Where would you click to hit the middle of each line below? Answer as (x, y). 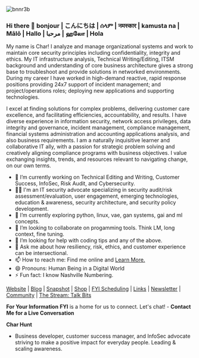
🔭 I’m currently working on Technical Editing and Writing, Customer (97, 177)
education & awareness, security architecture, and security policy (95, 203)
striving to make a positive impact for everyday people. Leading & (95, 343)
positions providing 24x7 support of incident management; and (83, 85)
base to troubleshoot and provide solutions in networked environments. (94, 72)
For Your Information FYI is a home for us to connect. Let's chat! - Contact (99, 307)
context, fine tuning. (39, 234)
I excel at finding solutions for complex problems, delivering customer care (98, 109)
